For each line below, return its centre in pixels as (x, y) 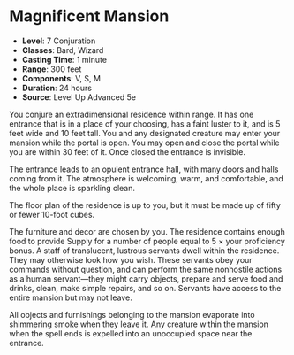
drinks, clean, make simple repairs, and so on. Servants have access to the (145, 288)
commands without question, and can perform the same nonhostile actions (146, 269)
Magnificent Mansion (89, 16)
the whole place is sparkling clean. (72, 188)
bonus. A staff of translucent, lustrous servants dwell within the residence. (144, 251)
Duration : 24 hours (57, 88)
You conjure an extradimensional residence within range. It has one (132, 114)
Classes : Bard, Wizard (63, 50)
